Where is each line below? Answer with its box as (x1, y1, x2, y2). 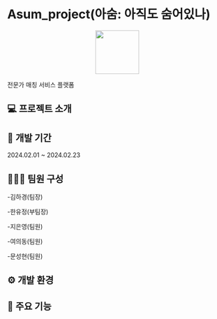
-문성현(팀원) (7, 252, 43, 260)
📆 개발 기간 (7, 132, 52, 144)
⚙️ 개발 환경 (7, 274, 54, 286)
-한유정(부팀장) (7, 207, 49, 216)
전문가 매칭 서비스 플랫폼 (7, 80, 75, 89)
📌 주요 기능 (7, 300, 52, 312)
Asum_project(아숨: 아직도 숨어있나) (7, 6, 211, 22)
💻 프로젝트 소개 (7, 103, 72, 115)
